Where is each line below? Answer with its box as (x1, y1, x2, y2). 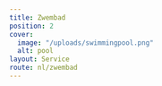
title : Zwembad (9, 13, 66, 22)
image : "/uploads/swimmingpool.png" (17, 38, 154, 47)
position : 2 (9, 21, 54, 30)
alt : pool (17, 47, 54, 56)
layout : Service (9, 55, 70, 64)
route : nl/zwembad (9, 64, 78, 73)
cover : (9, 30, 34, 39)
